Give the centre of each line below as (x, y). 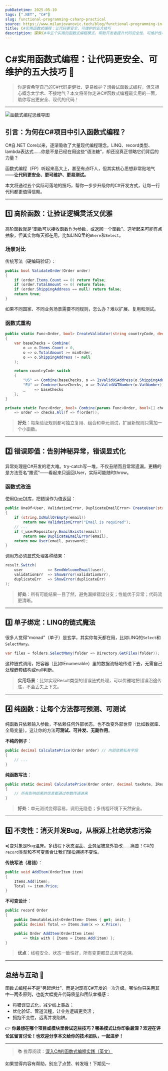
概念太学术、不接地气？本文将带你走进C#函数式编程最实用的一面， (90, 93)
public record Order (27, 910)
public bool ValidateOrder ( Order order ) (48, 271)
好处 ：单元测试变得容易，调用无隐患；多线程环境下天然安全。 (81, 809)
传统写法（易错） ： (24, 862)
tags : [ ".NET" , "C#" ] (28, 15)
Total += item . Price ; (36, 886)
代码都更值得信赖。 (25, 192)
